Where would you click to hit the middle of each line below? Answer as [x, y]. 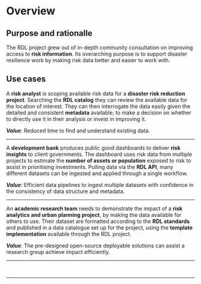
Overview [31, 11]
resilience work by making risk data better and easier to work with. [88, 60]
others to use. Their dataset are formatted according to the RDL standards [98, 221]
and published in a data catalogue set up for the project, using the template [100, 227]
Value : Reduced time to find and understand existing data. [78, 131]
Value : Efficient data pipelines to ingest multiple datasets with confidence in [100, 185]
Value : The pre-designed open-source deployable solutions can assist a [95, 245]
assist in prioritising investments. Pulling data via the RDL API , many [90, 167]
